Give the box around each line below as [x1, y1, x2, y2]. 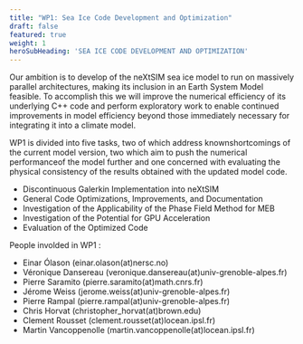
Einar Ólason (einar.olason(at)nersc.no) [22, 257, 169, 268]
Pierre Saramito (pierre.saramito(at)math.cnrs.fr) [22, 277, 204, 288]
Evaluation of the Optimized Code [22, 223, 148, 234]
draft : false [9, 22, 59, 31]
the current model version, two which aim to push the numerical [9, 147, 248, 158]
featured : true [9, 30, 67, 39]
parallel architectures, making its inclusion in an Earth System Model [9, 81, 264, 92]
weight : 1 [9, 38, 47, 48]
